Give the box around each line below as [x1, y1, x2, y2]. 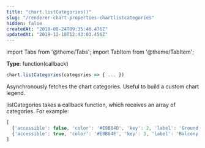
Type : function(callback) [6, 60, 69, 68]
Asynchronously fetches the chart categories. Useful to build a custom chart [6, 83, 199, 90]
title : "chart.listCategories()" [6, 9, 92, 15]
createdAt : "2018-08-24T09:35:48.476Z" [6, 26, 108, 32]
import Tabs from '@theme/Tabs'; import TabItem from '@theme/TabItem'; [6, 48, 195, 55]
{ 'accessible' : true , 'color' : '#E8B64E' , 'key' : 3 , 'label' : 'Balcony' [12, 130, 201, 137]
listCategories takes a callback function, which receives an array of [6, 101, 176, 108]
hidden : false [6, 20, 43, 26]
